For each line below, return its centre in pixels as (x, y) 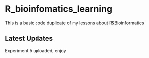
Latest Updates (29, 38)
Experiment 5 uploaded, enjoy (36, 50)
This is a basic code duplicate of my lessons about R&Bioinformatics (74, 23)
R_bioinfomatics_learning (59, 9)
